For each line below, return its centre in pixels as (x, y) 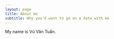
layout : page (18, 9)
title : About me (21, 14)
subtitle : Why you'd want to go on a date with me (57, 18)
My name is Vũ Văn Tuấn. (31, 32)
